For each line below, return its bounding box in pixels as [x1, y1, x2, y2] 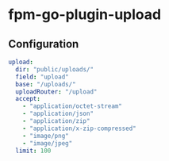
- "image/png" [22, 132, 69, 140]
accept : [15, 95, 41, 103]
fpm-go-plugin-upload [8, 6, 161, 24]
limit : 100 [15, 147, 52, 155]
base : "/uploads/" [15, 80, 77, 88]
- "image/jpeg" [22, 139, 73, 148]
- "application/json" [22, 109, 94, 118]
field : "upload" [15, 73, 69, 81]
